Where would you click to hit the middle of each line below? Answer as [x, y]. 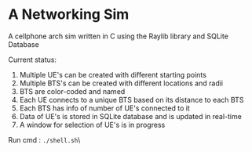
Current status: [33, 60]
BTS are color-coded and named [72, 91]
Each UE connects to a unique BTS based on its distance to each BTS [131, 100]
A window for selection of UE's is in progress [92, 125]
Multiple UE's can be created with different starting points [113, 74]
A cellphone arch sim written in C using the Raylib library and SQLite [119, 36]
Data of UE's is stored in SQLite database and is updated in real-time [130, 116]
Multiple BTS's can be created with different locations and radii [121, 83]
